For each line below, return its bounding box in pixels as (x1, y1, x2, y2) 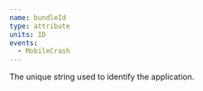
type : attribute (9, 22, 70, 31)
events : (9, 38, 39, 48)
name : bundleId (9, 13, 67, 23)
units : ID (9, 30, 47, 39)
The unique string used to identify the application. (9, 71, 195, 82)
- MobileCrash (17, 47, 70, 56)
